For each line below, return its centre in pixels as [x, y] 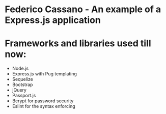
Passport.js [24, 96]
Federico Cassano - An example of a [83, 9]
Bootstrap [22, 84]
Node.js [20, 68]
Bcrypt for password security [43, 101]
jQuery [19, 90]
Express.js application [53, 20]
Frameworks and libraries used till [78, 44]
